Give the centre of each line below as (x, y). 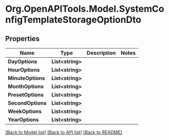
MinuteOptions (26, 78)
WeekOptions (25, 111)
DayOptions (22, 62)
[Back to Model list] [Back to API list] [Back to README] (64, 132)
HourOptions (24, 70)
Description (101, 53)
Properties (22, 39)
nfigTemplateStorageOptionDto (73, 20)
